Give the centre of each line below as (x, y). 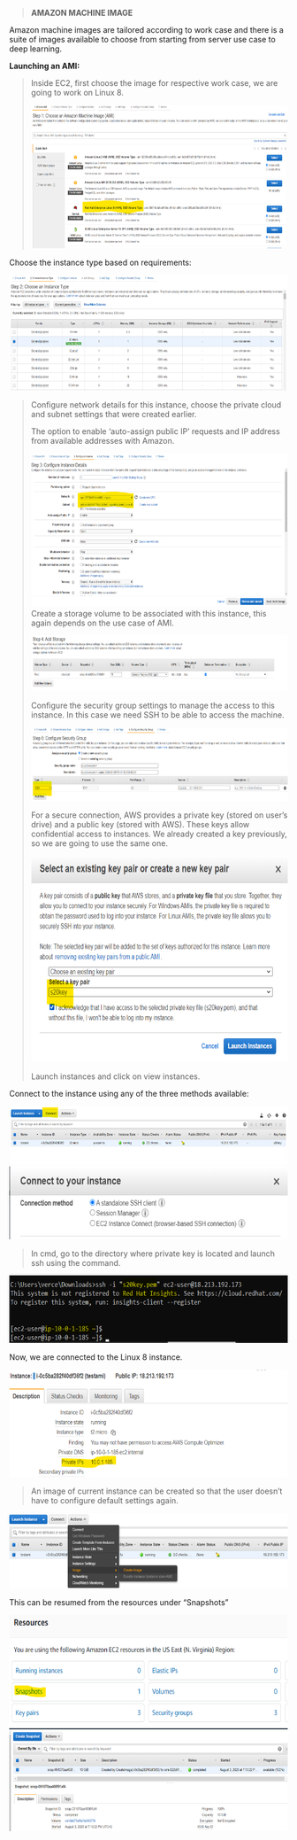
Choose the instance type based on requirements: (100, 263)
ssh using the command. (76, 1262)
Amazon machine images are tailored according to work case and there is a (147, 30)
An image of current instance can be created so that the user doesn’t (156, 1491)
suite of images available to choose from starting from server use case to (142, 39)
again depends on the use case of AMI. (102, 623)
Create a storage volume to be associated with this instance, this (148, 614)
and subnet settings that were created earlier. (114, 414)
